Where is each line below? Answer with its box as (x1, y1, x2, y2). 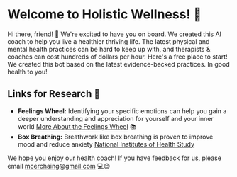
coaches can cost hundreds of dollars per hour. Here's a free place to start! (7, 52, 228, 61)
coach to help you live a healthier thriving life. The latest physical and (7, 37, 210, 45)
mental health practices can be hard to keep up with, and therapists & (7, 45, 211, 53)
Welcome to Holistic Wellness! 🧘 (7, 6, 202, 23)
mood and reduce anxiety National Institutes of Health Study (17, 139, 195, 148)
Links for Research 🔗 (7, 88, 101, 100)
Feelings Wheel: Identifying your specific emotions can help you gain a (17, 106, 227, 115)
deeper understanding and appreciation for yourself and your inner (17, 114, 214, 122)
